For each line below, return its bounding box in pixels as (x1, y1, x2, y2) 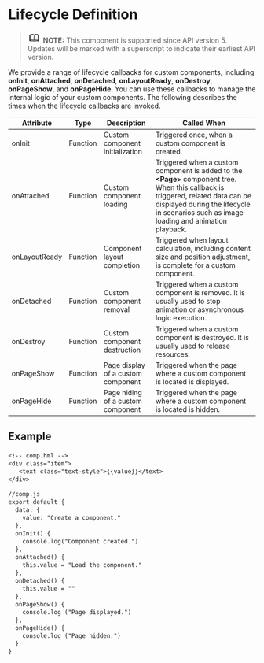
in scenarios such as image (156, 207, 244, 217)
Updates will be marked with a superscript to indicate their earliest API (27, 43, 255, 53)
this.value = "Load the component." (22, 561, 143, 569)
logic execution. (156, 313, 207, 323)
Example (8, 430, 52, 443)
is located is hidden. (156, 405, 221, 414)
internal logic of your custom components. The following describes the (8, 92, 237, 102)
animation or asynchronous (156, 305, 244, 314)
